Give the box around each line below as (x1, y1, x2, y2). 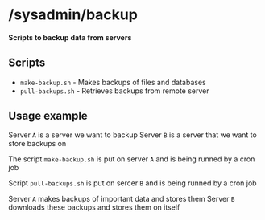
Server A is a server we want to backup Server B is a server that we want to (8, 130, 258, 140)
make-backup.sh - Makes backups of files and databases (19, 77, 207, 87)
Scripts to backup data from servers (8, 32, 132, 42)
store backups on (8, 139, 67, 149)
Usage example (8, 108, 89, 122)
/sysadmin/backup (8, 6, 139, 24)
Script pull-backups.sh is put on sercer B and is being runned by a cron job (8, 178, 257, 188)
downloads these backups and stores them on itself (8, 202, 180, 212)
